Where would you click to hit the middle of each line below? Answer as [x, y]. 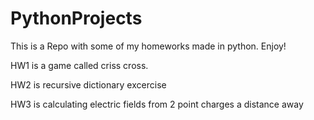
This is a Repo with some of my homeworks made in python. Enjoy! [148, 46]
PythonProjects [76, 18]
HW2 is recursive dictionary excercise [88, 84]
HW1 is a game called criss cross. [79, 65]
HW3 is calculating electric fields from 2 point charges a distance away [157, 104]
